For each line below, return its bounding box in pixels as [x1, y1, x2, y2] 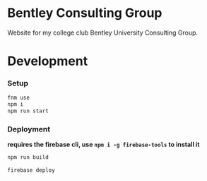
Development [7, 53, 88, 69]
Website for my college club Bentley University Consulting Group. [7, 28, 199, 37]
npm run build [7, 154, 49, 161]
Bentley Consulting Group [7, 5, 162, 21]
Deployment [7, 124, 51, 134]
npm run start [7, 107, 49, 115]
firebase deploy [7, 167, 55, 174]
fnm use [7, 94, 30, 102]
